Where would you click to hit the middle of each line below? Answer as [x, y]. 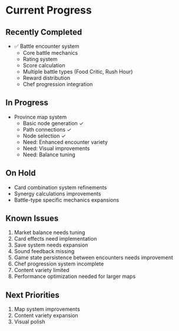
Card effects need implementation [55, 239]
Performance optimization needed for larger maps [75, 276]
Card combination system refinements [60, 187]
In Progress [27, 103]
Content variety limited [42, 270]
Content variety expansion [46, 316]
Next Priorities [33, 295]
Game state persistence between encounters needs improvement [93, 258]
